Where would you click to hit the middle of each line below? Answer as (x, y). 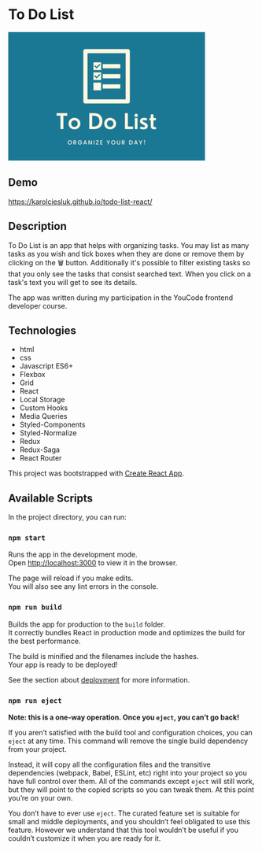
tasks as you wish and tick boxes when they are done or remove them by (126, 253)
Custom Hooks (44, 408)
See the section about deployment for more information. (99, 679)
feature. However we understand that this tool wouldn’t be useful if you (123, 830)
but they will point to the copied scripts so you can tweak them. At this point (131, 790)
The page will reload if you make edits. (71, 578)
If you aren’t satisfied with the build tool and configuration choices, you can (131, 733)
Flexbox (32, 375)
